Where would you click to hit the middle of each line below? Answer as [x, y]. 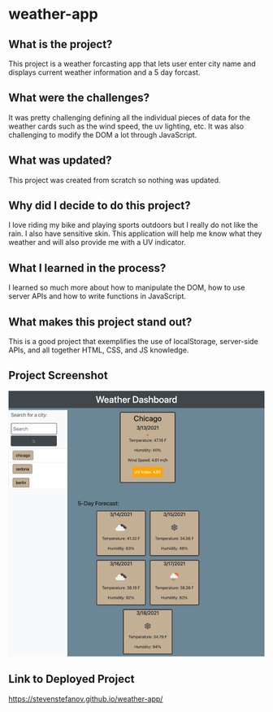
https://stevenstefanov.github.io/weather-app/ [86, 699]
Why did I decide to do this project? [100, 205]
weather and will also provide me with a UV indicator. [97, 242]
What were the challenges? [79, 98]
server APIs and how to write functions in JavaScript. [97, 296]
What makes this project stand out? [100, 322]
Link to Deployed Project [71, 679]
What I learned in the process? [87, 268]
